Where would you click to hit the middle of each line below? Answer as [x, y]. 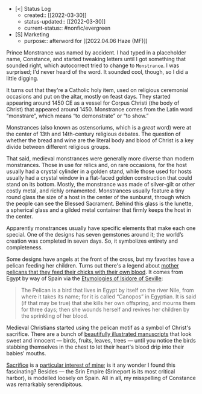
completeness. [25, 247]
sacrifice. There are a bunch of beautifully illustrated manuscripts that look [99, 334]
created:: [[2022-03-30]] [55, 15]
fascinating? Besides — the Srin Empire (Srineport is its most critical [91, 371]
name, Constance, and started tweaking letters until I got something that [96, 59]
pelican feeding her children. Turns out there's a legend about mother [93, 265]
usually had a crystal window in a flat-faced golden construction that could [99, 178]
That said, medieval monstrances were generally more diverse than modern [100, 159]
